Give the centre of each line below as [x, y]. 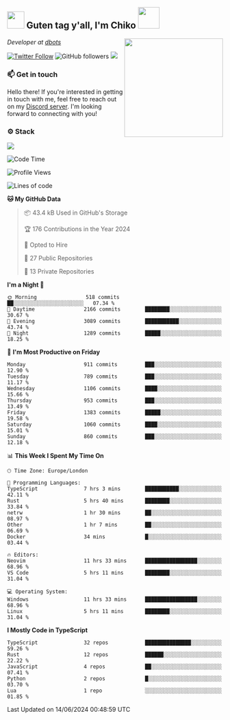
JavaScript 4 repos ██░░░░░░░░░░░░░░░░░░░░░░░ [115, 667]
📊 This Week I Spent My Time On [55, 456]
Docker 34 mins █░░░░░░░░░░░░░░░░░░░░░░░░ [115, 537]
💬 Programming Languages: [44, 483]
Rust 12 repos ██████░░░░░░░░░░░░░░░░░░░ [115, 655]
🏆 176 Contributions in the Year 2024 [77, 229]
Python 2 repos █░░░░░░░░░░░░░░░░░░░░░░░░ [115, 679]
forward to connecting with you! [52, 114]
